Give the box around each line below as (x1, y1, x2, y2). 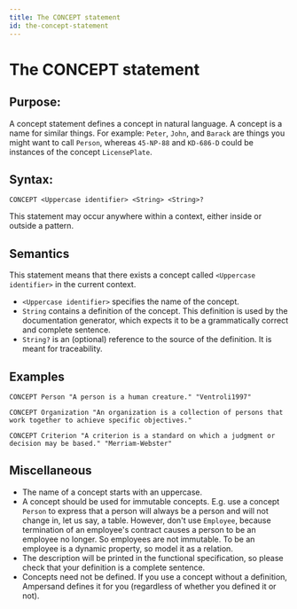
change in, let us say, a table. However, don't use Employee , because (21, 515, 272, 526)
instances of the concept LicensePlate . (9, 146, 152, 157)
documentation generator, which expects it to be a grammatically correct (21, 316, 289, 326)
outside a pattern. (9, 221, 74, 231)
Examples (9, 369, 65, 384)
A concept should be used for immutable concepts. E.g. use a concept (21, 496, 280, 506)
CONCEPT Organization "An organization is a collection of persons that (9, 408, 284, 417)
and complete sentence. (21, 324, 111, 335)
